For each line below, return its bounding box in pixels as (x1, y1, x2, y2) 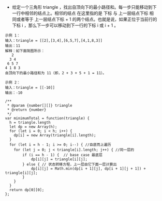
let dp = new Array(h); (9, 124, 57, 129)
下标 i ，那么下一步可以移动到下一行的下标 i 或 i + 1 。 (12, 22, 118, 28)
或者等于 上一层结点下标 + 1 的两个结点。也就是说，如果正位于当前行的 (16, 17, 157, 22)
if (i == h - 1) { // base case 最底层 (22, 152, 103, 157)
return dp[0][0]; (9, 187, 44, 192)
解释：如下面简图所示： (5, 49, 45, 53)
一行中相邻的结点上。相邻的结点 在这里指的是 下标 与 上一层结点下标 (12, 10, 148, 16)
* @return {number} (7, 107, 47, 112)
